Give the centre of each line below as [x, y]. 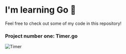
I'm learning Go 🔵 [41, 10]
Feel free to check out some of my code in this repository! [63, 23]
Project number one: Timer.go [42, 36]
